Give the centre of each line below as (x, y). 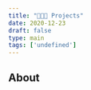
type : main (26, 38)
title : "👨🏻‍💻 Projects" (46, 16)
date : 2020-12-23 (37, 23)
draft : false (30, 30)
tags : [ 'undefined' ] (43, 45)
